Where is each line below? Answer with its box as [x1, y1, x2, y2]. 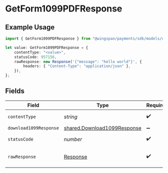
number [63, 135, 82, 142]
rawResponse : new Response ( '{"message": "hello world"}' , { [14, 59, 142, 64]
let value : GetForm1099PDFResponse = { [5, 45, 88, 50]
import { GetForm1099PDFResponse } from [5, 36, 91, 41]
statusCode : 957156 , [14, 54, 57, 59]
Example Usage [5, 23, 55, 31]
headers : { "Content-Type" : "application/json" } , [23, 63, 131, 69]
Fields [5, 87, 25, 95]
